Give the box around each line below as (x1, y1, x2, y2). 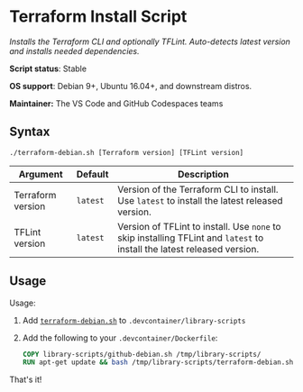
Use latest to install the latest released (116, 194, 283, 206)
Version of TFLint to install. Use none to (116, 220, 281, 232)
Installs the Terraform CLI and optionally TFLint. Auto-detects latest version (9, 36, 291, 47)
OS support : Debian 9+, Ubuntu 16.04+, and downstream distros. (9, 80, 252, 91)
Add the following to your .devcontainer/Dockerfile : (22, 332, 218, 343)
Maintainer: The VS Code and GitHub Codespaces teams (9, 97, 224, 109)
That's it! (9, 374, 42, 385)
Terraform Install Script (9, 6, 188, 27)
